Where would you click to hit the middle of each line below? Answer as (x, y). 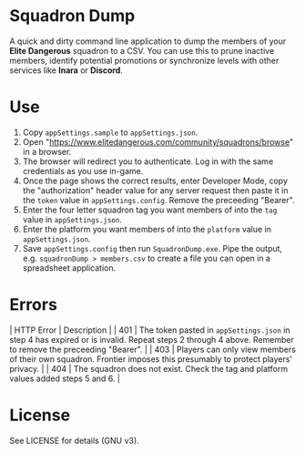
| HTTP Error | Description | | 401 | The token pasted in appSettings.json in (150, 330)
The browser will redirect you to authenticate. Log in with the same (148, 161)
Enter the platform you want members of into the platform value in (147, 229)
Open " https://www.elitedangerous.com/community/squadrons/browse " (158, 141)
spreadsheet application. (69, 268)
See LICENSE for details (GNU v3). (74, 440)
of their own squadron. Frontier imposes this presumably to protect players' (151, 359)
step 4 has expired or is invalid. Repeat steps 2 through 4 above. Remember (152, 339)
